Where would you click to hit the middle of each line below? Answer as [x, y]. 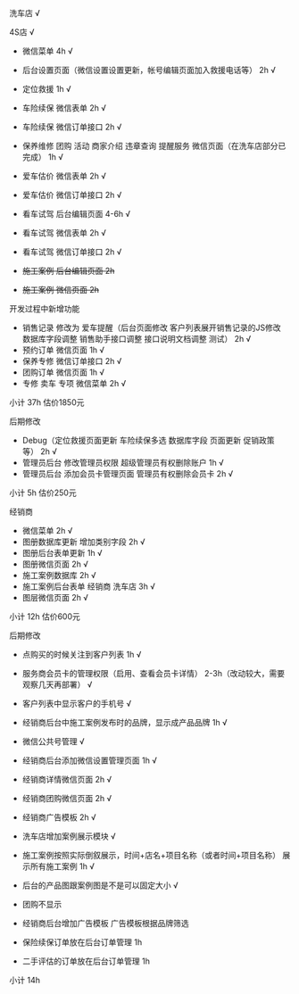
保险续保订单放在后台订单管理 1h [82, 942]
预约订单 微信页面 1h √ [63, 350]
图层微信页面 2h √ [55, 597]
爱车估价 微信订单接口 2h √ [72, 195]
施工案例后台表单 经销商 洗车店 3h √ [89, 586]
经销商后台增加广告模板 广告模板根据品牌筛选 [105, 923]
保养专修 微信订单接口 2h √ [72, 361]
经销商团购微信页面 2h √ [67, 798]
